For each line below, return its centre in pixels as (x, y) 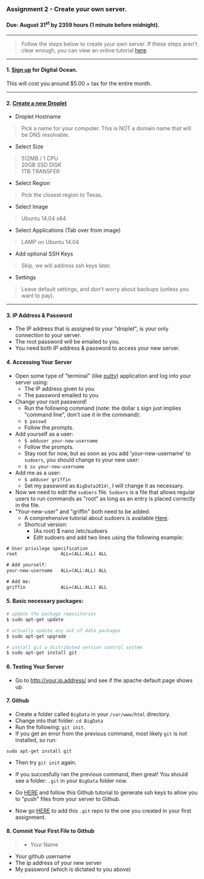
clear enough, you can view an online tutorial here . (84, 50)
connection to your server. (48, 335)
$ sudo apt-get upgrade (36, 636)
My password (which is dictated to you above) (73, 869)
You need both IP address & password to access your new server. (97, 348)
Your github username (43, 856)
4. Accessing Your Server (39, 362)
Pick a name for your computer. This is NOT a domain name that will (106, 128)
